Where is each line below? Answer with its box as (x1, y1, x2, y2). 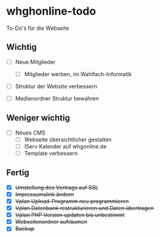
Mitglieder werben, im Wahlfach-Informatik (24, 70, 132, 77)
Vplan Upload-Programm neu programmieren (15, 198, 129, 205)
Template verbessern (24, 150, 78, 156)
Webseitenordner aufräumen (15, 218, 88, 226)
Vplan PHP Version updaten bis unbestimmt (15, 211, 125, 219)
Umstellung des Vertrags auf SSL (15, 184, 99, 191)
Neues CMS (15, 129, 46, 136)
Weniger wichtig (6, 113, 70, 123)
